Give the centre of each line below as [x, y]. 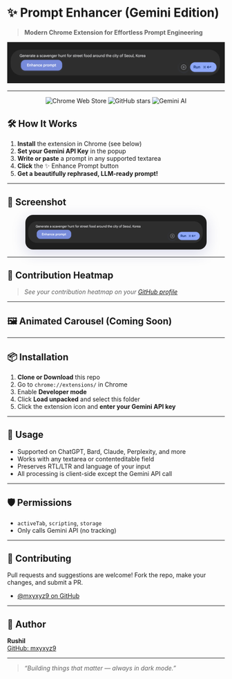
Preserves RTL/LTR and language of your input [84, 466]
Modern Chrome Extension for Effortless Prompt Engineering [113, 32]
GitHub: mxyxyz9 [32, 649]
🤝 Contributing [39, 559]
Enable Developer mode [52, 392]
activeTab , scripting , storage [59, 523]
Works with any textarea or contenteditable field [85, 459]
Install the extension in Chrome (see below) [79, 144]
